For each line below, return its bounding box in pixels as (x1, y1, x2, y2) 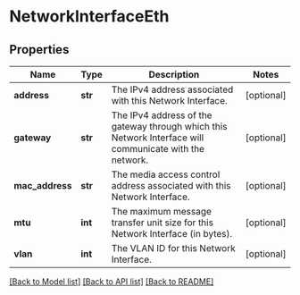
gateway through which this (111, 121, 228, 132)
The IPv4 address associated (111, 83, 234, 96)
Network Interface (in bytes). (111, 228, 233, 240)
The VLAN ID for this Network (111, 242, 236, 254)
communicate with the (111, 143, 205, 155)
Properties (9, 42, 70, 57)
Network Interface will (111, 131, 204, 144)
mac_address (13, 180, 72, 191)
